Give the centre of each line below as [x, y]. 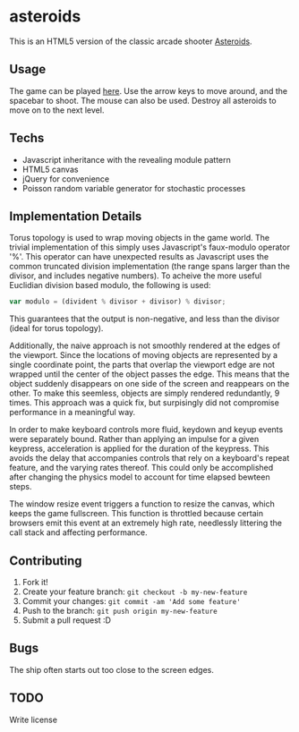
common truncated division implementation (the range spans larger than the [150, 267]
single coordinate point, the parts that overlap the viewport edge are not [142, 365]
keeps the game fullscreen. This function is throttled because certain [137, 514]
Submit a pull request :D [67, 620]
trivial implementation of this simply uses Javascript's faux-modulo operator [150, 247]
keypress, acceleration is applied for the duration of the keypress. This [140, 448]
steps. [21, 487]
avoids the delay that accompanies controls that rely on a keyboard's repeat [149, 458]
